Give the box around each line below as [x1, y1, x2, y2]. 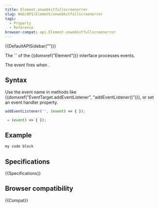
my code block [5, 144, 34, 149]
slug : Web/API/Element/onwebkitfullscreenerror [5, 12, 103, 17]
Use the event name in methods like [5, 89, 77, 95]
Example [5, 131, 32, 139]
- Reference [9, 25, 34, 30]
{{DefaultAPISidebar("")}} [5, 43, 56, 49]
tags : [5, 16, 16, 21]
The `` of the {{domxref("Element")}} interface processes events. [5, 53, 135, 58]
